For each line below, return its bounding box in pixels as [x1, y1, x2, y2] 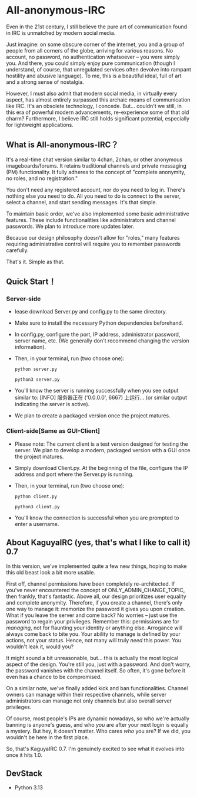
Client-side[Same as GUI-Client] [6, 427, 100, 435]
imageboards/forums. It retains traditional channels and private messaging [6, 162, 186, 169]
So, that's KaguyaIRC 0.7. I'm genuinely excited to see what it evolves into [6, 745, 185, 752]
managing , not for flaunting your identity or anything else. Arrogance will [6, 624, 183, 631]
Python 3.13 [14, 784, 43, 791]
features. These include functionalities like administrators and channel [6, 216, 176, 223]
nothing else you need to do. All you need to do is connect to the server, [6, 192, 181, 200]
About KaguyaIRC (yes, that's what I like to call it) [6, 538, 191, 548]
